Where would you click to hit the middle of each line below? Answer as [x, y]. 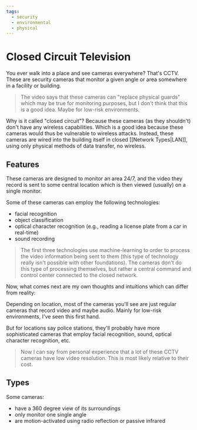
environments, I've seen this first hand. [53, 317]
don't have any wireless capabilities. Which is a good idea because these [95, 127]
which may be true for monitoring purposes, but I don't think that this [104, 103]
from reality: [21, 293]
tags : [13, 11]
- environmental [31, 22]
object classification [39, 220]
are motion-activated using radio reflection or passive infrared [90, 421]
